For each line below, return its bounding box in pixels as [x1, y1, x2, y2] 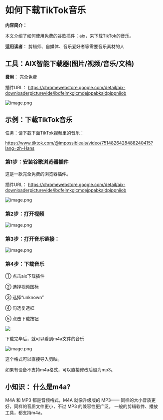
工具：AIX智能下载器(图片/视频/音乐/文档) [5, 60, 135, 68]
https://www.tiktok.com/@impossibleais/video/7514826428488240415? [5, 140, 153, 146]
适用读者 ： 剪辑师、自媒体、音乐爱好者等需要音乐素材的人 [5, 43, 125, 49]
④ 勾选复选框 [5, 305, 35, 311]
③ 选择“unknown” [5, 294, 44, 300]
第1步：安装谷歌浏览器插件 [5, 158, 69, 165]
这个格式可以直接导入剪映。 [5, 356, 62, 362]
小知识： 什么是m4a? [5, 383, 71, 391]
